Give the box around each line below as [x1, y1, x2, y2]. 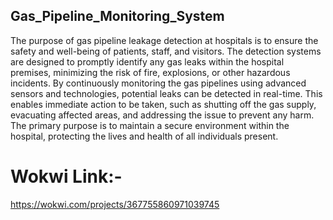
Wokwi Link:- [10, 165, 123, 188]
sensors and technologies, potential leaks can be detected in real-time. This [10, 87, 323, 99]
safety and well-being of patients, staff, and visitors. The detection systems [10, 45, 322, 57]
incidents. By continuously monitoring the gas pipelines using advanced [10, 77, 307, 89]
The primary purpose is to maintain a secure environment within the [10, 119, 290, 131]
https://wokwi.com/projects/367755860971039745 [10, 198, 220, 210]
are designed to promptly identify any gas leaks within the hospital [10, 55, 285, 68]
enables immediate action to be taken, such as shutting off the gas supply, [10, 98, 317, 110]
